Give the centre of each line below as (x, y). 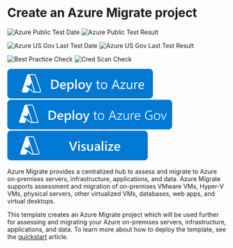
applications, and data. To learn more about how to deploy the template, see (117, 229)
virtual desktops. (31, 201)
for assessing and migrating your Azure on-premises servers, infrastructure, (117, 222)
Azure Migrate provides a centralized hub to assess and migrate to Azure (112, 171)
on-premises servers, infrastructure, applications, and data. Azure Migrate (114, 178)
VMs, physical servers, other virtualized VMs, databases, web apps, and (111, 194)
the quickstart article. (38, 237)
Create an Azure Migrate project (102, 13)
